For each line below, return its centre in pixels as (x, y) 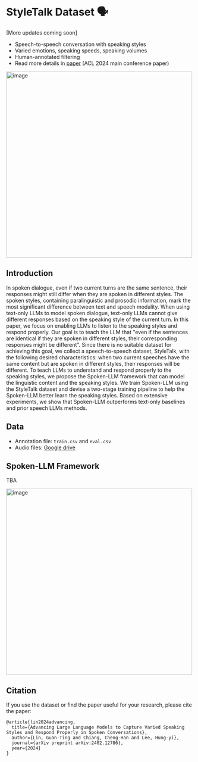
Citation (21, 690)
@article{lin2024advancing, (41, 722)
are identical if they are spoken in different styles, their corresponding (92, 338)
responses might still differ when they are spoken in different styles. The (95, 294)
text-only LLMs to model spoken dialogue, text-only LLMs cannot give (92, 313)
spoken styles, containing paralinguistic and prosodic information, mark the (99, 300)
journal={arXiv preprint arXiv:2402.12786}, (67, 743)
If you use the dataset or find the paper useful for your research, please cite (99, 705)
